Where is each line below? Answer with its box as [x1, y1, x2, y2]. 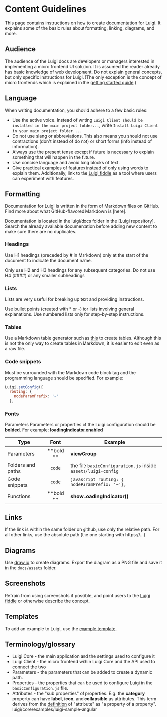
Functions [7, 493, 31, 500]
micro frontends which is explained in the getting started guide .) [5, 79, 137, 85]
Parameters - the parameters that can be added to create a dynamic [12, 669, 153, 675]
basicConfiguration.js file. [12, 685, 69, 691]
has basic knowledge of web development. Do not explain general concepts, [5, 69, 162, 75]
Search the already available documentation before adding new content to [5, 223, 157, 229]
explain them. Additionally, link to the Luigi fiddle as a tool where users [12, 170, 157, 176]
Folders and [7, 462, 36, 469]
